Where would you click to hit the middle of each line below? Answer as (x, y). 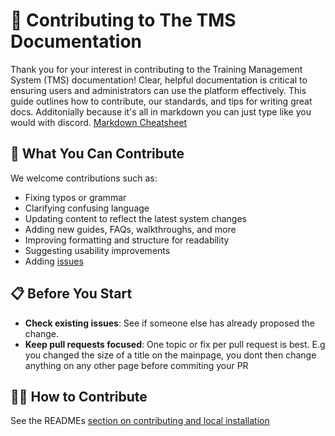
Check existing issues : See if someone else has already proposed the (170, 323)
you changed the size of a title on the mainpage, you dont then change (170, 355)
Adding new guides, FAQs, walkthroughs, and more (130, 229)
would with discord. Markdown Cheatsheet (99, 122)
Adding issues (54, 261)
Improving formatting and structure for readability (127, 240)
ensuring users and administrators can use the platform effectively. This (158, 90)
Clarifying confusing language (87, 208)
